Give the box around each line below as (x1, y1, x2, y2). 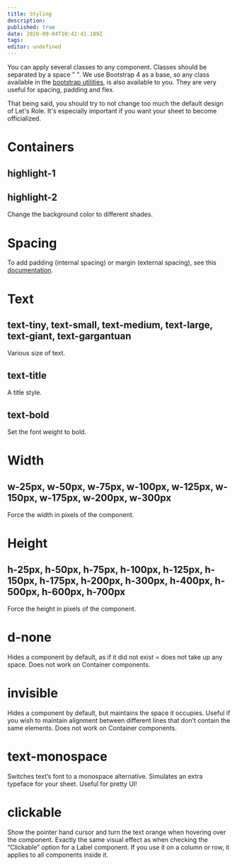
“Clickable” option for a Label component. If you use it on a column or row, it (7, 843, 230, 851)
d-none (7, 629, 52, 645)
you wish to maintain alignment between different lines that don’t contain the (7, 716, 231, 724)
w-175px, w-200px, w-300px (39, 492, 172, 504)
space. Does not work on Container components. (7, 660, 151, 669)
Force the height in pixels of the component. (7, 604, 137, 613)
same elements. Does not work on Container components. (7, 723, 177, 732)
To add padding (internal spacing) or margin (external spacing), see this (7, 258, 217, 267)
